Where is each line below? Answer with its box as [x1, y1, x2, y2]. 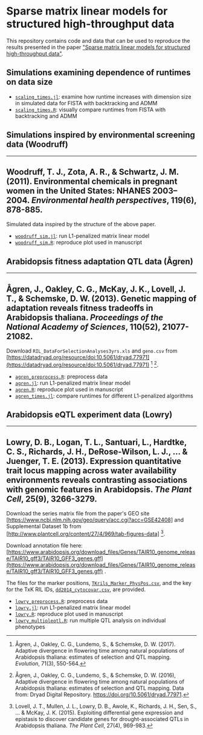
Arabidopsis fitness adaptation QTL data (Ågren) [6, 256, 193, 267]
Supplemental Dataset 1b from [6, 523, 82, 530]
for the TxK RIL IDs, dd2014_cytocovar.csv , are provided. [6, 586, 146, 593]
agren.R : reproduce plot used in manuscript [14, 385, 123, 393]
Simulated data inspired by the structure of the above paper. [6, 221, 156, 228]
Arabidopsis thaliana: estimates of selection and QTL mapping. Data [14, 684, 184, 691]
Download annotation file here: [6, 541, 83, 549]
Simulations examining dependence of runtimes [6, 68, 191, 78]
